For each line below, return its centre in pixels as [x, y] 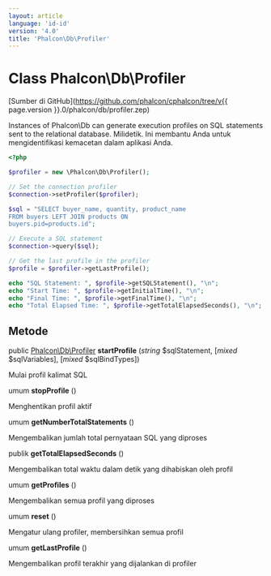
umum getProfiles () [42, 485]
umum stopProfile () [42, 391]
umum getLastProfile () [48, 548]
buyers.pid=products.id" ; [52, 224]
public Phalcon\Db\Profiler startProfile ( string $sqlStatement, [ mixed [123, 350]
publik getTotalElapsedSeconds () [66, 453]
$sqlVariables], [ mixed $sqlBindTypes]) [74, 359]
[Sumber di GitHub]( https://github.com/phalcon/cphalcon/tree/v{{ [118, 101]
